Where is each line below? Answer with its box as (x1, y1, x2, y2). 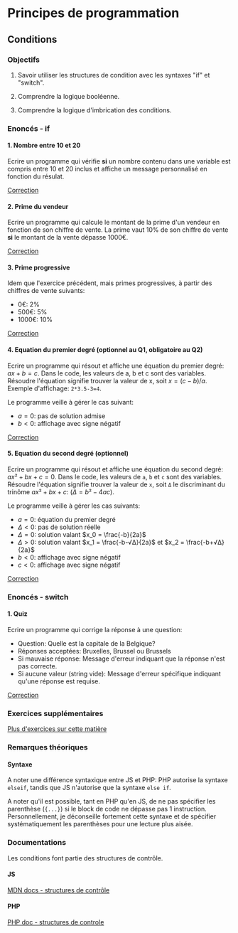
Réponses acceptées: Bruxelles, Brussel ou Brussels (17, 646, 172, 655)
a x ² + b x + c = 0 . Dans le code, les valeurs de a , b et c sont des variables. (7, 472, 222, 481)
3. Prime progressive (7, 263, 70, 272)
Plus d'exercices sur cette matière (7, 725, 107, 733)
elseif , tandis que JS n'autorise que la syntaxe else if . (7, 784, 172, 792)
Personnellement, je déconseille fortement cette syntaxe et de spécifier (7, 812, 217, 821)
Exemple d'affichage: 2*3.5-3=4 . (7, 384, 102, 393)
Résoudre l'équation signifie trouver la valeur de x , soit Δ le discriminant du (7, 480, 226, 489)
